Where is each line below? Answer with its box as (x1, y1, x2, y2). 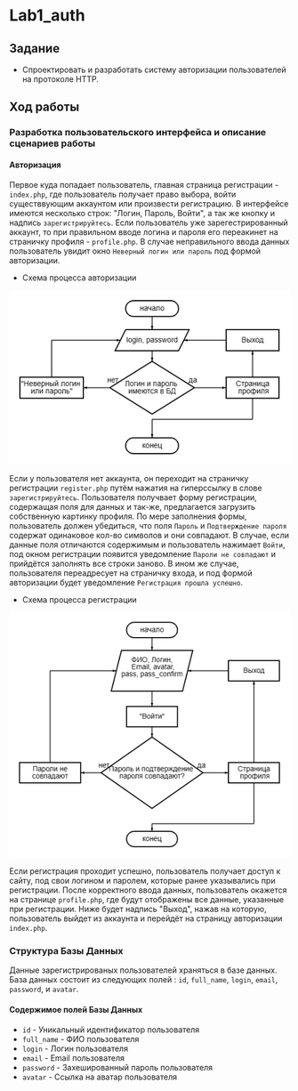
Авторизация (9, 159, 61, 170)
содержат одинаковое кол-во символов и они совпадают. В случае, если (9, 530, 290, 541)
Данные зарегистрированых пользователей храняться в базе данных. (9, 965, 278, 975)
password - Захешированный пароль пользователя (21, 1062, 213, 1072)
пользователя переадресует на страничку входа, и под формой (9, 568, 253, 578)
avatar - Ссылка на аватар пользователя (21, 1071, 178, 1082)
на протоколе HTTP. (21, 74, 100, 85)
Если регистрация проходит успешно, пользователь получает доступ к (9, 866, 281, 877)
